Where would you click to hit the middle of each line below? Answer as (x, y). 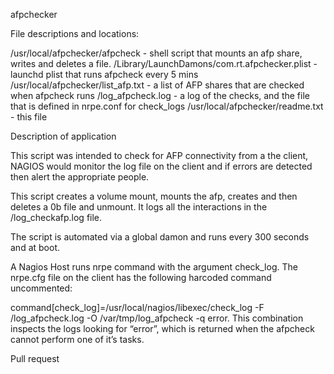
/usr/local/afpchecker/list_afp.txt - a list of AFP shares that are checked (157, 85)
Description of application (63, 136)
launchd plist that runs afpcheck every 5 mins (104, 74)
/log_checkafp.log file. (56, 217)
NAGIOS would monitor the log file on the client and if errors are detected (161, 166)
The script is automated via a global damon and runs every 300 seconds (160, 237)
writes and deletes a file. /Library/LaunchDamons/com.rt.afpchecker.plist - (164, 63)
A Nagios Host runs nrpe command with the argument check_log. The (154, 267)
